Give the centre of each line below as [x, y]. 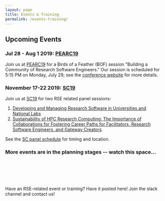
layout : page [19, 10]
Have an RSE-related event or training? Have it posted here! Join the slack [81, 189]
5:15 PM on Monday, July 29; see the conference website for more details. [82, 75]
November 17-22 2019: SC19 [40, 88]
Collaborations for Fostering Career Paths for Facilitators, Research [81, 124]
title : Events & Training [32, 14]
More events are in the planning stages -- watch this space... [81, 152]
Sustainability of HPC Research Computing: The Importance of [77, 119]
